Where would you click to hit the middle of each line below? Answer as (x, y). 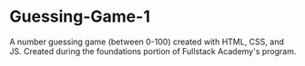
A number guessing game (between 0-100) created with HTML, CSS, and (147, 42)
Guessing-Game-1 (80, 17)
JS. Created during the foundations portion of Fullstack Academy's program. (153, 51)
